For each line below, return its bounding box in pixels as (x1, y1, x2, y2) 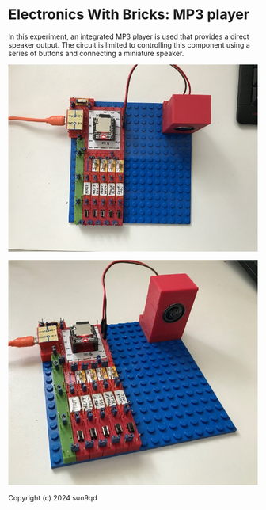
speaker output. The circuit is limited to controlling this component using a (8, 40, 251, 49)
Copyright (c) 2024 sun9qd (8, 493, 97, 503)
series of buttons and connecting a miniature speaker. (8, 48, 184, 58)
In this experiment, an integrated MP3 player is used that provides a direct (8, 32, 249, 41)
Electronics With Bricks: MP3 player (8, 6, 250, 24)
